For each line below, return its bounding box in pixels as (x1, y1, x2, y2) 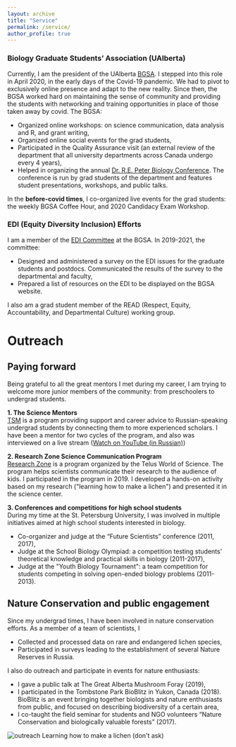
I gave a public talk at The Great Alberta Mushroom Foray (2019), (17, 680, 206, 688)
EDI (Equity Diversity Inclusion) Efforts (7, 220, 142, 230)
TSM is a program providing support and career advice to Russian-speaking (7, 416, 228, 424)
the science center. (7, 489, 63, 498)
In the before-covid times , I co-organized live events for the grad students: (7, 194, 227, 203)
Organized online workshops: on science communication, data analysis (17, 121, 225, 129)
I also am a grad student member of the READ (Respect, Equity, (7, 300, 192, 309)
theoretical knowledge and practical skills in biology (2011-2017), (17, 554, 206, 563)
